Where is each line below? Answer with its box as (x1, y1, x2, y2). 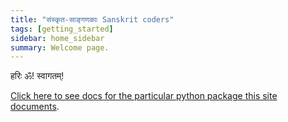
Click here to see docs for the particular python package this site (10, 90, 278, 102)
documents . (10, 101, 60, 113)
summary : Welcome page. (10, 42, 110, 53)
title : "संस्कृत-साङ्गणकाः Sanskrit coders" (10, 14, 175, 25)
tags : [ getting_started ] (10, 24, 114, 34)
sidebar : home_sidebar (10, 33, 105, 43)
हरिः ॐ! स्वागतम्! (10, 70, 65, 82)
